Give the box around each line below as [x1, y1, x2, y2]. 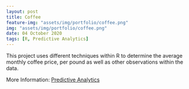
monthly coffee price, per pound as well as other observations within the [6, 58, 184, 65]
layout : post [6, 8, 39, 15]
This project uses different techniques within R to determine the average [6, 52, 182, 59]
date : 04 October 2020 [6, 31, 62, 37]
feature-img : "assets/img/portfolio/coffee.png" [6, 19, 129, 25]
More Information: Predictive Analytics [6, 76, 100, 83]
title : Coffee [6, 14, 41, 20]
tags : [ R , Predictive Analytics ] [6, 36, 89, 42]
